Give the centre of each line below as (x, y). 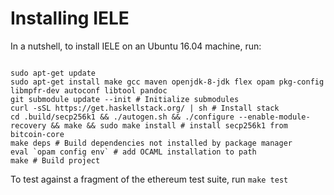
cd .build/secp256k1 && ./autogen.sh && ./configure (122, 117)
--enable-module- (274, 117)
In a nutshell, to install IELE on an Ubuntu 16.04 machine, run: (136, 46)
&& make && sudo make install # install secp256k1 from (169, 125)
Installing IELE (70, 18)
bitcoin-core (37, 134)
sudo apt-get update (53, 73)
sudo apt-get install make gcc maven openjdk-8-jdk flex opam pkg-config (167, 82)
